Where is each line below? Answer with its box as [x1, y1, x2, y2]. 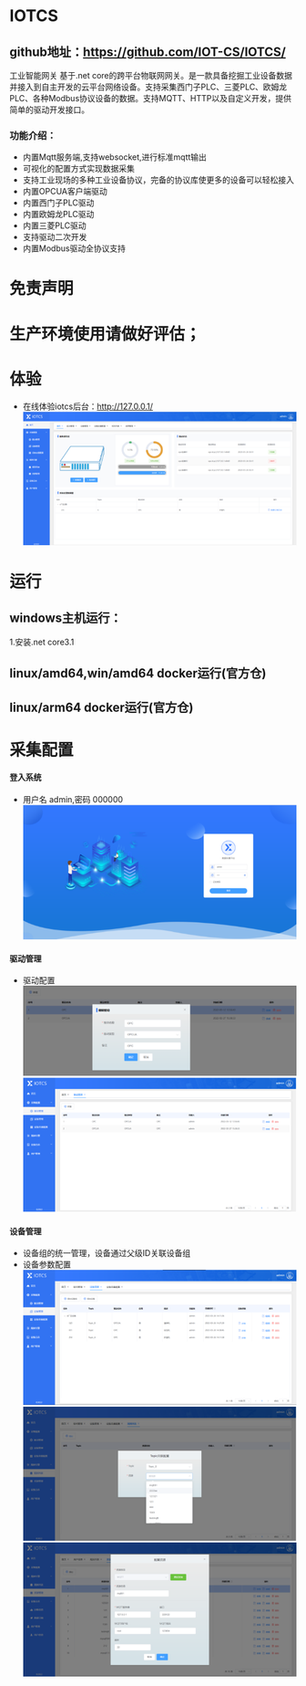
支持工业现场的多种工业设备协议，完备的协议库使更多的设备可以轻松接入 [22, 174, 294, 185]
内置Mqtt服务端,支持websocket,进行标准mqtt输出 [22, 152, 208, 162]
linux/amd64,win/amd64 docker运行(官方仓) [9, 665, 267, 681]
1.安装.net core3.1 [9, 636, 75, 647]
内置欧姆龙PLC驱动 [22, 209, 95, 220]
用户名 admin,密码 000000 [22, 793, 124, 804]
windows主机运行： [9, 611, 123, 626]
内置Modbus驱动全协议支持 [22, 243, 126, 254]
